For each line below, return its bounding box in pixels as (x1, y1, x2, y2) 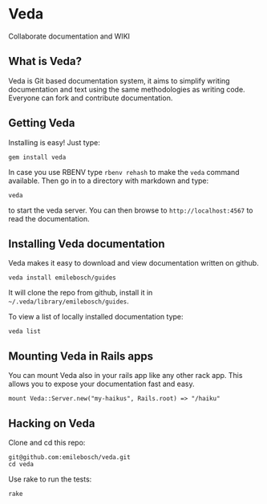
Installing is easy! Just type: (8, 137, 100, 147)
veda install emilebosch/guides (8, 274, 116, 282)
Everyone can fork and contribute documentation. (8, 93, 173, 103)
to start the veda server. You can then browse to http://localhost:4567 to (8, 205, 254, 215)
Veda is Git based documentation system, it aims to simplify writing (8, 75, 230, 85)
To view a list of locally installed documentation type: (8, 312, 184, 322)
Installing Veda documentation (8, 237, 166, 250)
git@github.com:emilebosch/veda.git (8, 453, 131, 461)
